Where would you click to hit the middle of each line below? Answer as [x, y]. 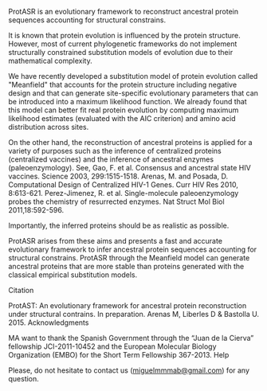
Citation [21, 290]
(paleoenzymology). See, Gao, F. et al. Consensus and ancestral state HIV [130, 168]
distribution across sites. [49, 127]
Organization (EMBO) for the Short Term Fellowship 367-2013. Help [119, 355]
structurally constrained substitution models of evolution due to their [121, 52]
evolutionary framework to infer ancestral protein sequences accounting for [133, 249]
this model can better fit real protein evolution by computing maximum [124, 110]
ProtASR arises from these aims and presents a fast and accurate [116, 241]
